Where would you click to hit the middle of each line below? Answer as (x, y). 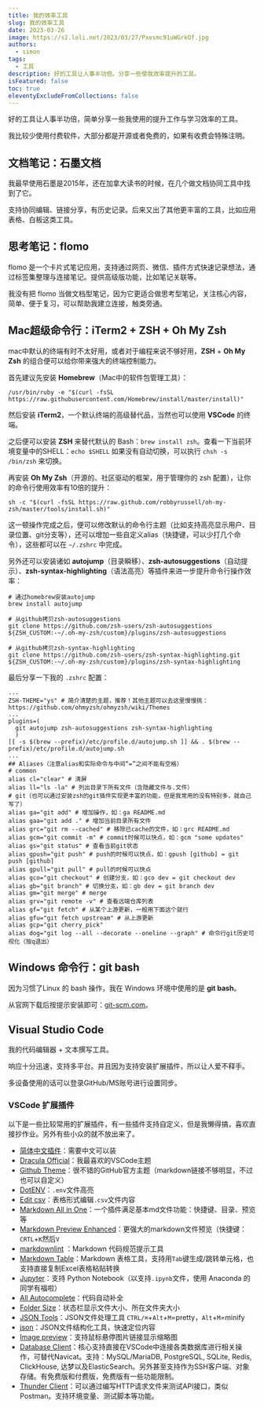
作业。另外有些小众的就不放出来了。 (80, 1134)
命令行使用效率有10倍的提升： (63, 487)
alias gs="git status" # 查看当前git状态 (73, 846)
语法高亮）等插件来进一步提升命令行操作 (179, 571)
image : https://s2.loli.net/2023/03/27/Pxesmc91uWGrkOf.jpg (109, 37)
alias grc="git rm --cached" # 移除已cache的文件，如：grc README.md (119, 829)
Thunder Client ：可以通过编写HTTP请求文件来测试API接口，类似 (124, 1386)
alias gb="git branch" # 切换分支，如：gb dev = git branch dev (111, 886)
